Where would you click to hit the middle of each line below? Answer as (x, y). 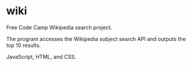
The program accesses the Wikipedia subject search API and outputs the (96, 39)
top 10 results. (24, 45)
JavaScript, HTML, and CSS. (41, 56)
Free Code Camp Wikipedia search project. (59, 27)
